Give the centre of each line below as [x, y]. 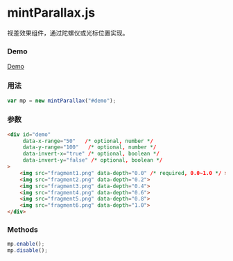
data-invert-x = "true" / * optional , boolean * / [91, 154]
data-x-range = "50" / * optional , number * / [88, 141]
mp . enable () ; [26, 244]
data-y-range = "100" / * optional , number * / [89, 147]
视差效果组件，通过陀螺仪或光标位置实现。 [68, 33]
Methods [23, 229]
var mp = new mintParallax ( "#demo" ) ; [62, 101]
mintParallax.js [51, 13]
